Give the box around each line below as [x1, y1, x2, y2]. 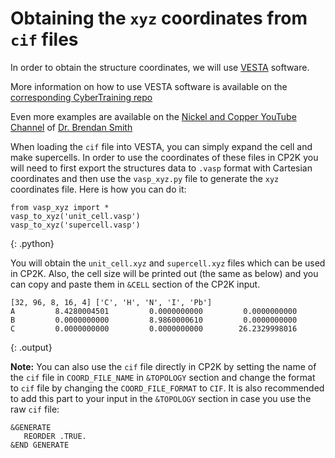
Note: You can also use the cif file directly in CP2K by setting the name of [10, 360, 317, 372]
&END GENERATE [10, 440, 70, 450]
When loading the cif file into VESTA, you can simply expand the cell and [10, 140, 313, 152]
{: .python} [10, 237, 55, 249]
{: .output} [10, 341, 53, 353]
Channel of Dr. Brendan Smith [10, 121, 133, 133]
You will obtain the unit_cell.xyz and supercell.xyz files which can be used [10, 257, 326, 269]
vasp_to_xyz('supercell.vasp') [10, 220, 141, 230]
